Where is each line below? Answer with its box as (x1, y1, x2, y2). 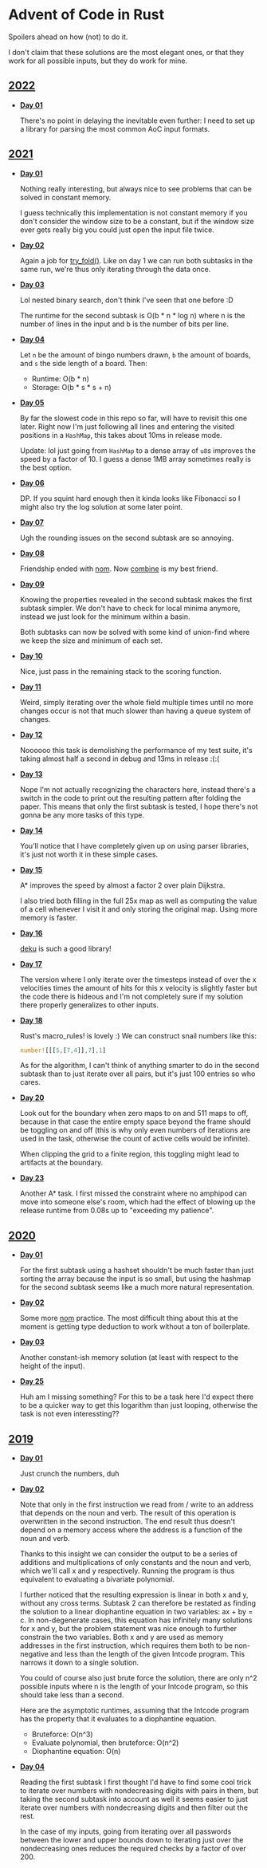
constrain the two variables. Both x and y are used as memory (19, 1633, 224, 1642)
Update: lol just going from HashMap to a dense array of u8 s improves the (19, 445, 257, 455)
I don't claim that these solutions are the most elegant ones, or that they (8, 47, 245, 57)
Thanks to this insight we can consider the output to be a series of (19, 1549, 238, 1559)
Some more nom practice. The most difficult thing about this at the (19, 1314, 239, 1323)
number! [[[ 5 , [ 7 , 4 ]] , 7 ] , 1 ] (19, 1046, 106, 1054)
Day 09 (19, 579, 45, 589)
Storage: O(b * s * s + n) (31, 382, 112, 392)
